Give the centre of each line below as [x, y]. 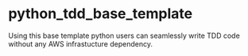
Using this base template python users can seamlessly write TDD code [124, 35]
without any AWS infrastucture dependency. [81, 43]
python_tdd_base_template [101, 14]
